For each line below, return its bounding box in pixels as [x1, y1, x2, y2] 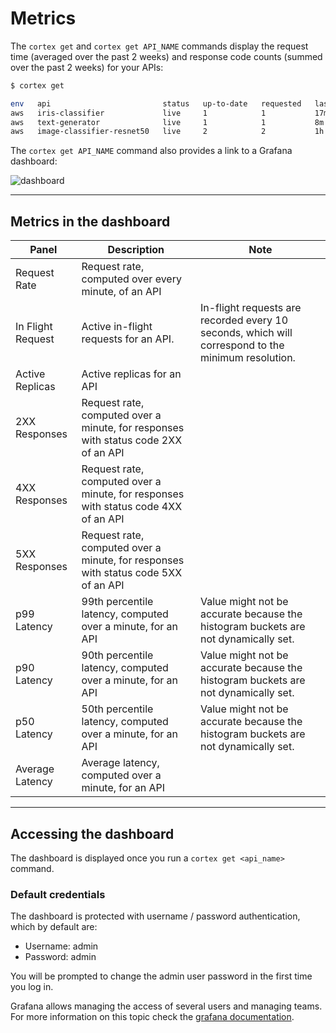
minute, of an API [81, 285, 162, 299]
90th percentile [81, 648, 154, 662]
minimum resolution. [199, 351, 296, 365]
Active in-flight [81, 320, 153, 334]
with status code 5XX [81, 566, 183, 580]
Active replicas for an [81, 367, 182, 381]
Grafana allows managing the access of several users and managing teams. [10, 1000, 323, 1012]
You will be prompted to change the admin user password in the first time [10, 970, 313, 982]
